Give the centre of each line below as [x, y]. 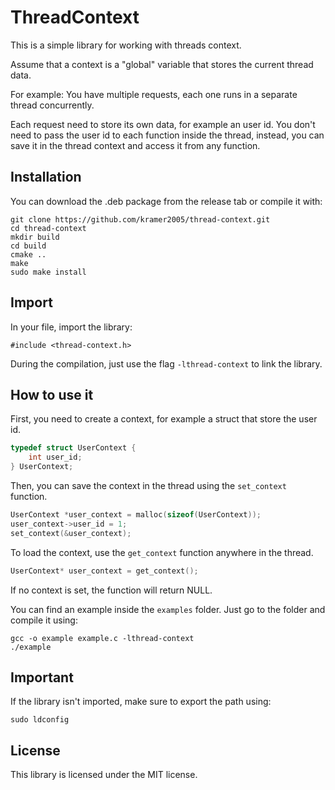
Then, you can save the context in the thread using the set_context [148, 485]
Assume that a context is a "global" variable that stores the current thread [162, 64]
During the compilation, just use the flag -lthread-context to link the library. [166, 363]
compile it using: [44, 620]
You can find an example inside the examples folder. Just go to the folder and [168, 609]
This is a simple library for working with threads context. [126, 45]
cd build [28, 246]
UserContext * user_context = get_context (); [104, 571]
